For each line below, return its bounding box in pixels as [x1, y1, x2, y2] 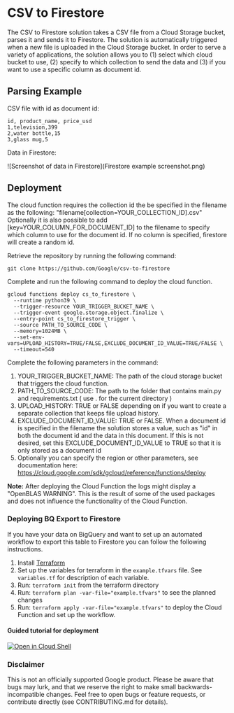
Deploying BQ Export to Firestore [7, 514, 121, 524]
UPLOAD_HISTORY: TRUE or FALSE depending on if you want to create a [17, 401, 227, 410]
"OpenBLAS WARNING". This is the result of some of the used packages [7, 489, 215, 497]
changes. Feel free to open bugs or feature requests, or [45, 691, 206, 699]
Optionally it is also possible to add [7, 216, 108, 224]
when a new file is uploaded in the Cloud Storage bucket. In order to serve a [7, 43, 226, 51]
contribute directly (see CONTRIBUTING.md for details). [7, 698, 168, 706]
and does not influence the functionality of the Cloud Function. [7, 497, 188, 505]
